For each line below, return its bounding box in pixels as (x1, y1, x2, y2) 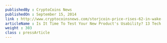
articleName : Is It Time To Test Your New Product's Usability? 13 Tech (5, 21, 162, 26)
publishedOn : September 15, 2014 (5, 12, 77, 17)
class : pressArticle (5, 30, 50, 35)
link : (5, 16, 19, 21)
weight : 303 (5, 26, 32, 31)
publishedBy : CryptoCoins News (5, 7, 72, 12)
